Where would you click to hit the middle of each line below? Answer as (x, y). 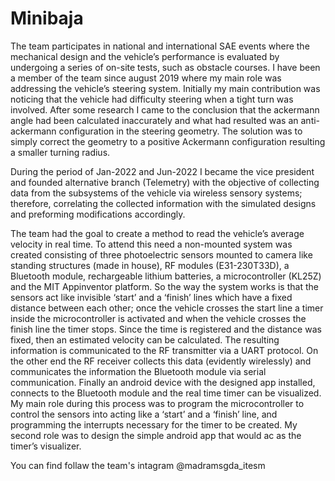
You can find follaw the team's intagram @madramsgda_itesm (138, 465)
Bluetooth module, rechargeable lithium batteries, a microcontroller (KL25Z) (166, 276)
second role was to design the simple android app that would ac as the (156, 435)
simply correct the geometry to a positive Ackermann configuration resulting (168, 141)
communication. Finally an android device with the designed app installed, (163, 382)
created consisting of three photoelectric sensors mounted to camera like (161, 254)
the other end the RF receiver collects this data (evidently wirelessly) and (161, 361)
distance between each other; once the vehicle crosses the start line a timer (167, 308)
